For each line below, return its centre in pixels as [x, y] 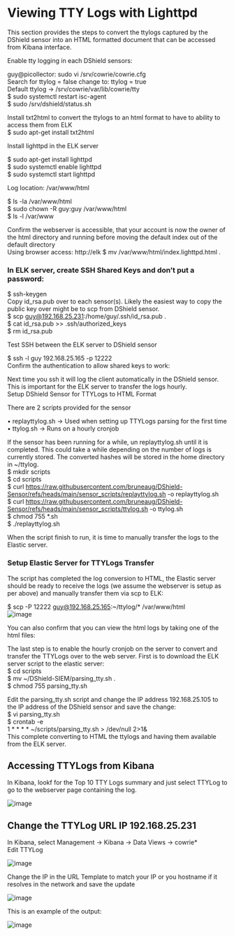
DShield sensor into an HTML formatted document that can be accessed [111, 39]
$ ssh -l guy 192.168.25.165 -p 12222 [60, 359]
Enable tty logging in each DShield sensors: [70, 60]
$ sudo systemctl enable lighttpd [54, 166]
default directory [31, 244]
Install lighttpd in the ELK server [53, 145]
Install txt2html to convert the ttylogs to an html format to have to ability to [114, 117]
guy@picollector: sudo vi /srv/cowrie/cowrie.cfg [76, 74]
